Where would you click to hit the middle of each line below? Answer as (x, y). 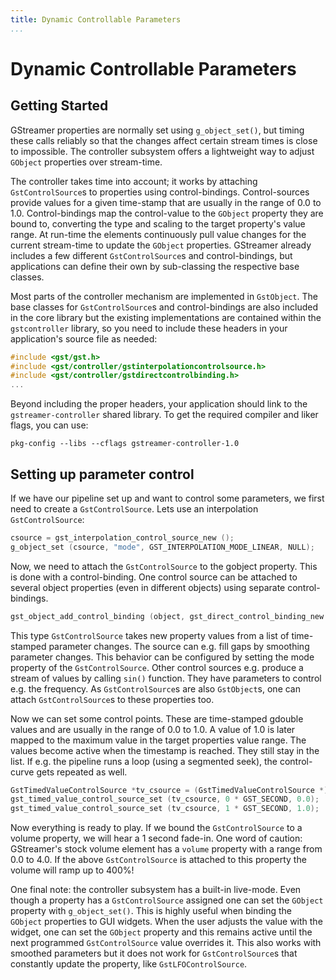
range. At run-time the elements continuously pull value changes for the (158, 234)
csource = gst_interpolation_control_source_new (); (122, 537)
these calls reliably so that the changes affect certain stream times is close (164, 140)
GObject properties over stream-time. (86, 162)
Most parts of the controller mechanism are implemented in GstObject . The (164, 296)
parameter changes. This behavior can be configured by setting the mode (162, 657)
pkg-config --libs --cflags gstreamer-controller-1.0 (125, 444)
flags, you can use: (49, 425)
